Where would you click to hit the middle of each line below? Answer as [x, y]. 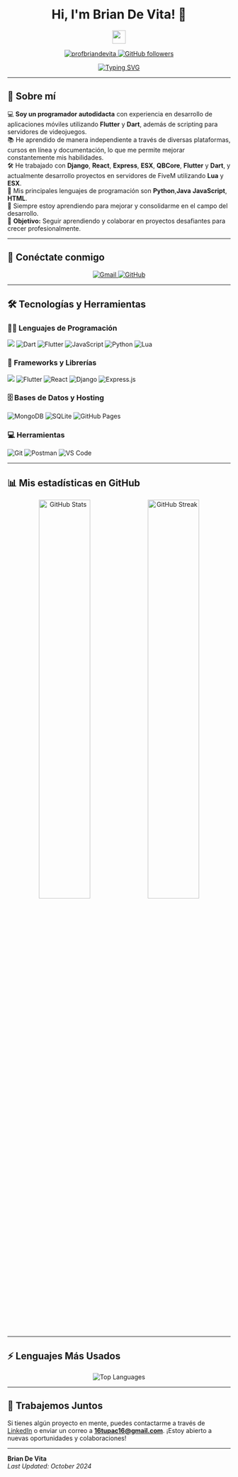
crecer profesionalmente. [44, 228]
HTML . [17, 198]
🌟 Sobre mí [32, 96]
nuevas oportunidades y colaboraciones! [67, 1438]
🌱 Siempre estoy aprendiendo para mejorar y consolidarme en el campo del [118, 206]
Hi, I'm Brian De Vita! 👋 [119, 15]
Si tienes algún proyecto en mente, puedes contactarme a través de [106, 1423]
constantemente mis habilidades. [56, 157]
